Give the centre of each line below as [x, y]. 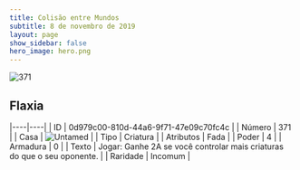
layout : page [34, 34]
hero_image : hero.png [50, 52]
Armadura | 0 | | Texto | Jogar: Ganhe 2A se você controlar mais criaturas [146, 146]
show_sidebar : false [48, 43]
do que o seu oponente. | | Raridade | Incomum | [100, 156]
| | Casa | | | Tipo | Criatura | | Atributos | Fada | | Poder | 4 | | [146, 137]
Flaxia [27, 105]
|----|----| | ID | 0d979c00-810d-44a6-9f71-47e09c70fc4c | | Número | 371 [150, 127]
